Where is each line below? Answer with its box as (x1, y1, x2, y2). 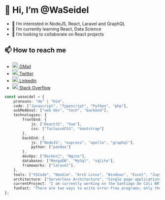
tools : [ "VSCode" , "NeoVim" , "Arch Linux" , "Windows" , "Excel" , (13, 172, 148, 177)
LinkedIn (19, 77, 37, 83)
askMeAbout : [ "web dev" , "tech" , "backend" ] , (13, 108, 109, 113)
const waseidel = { (4, 94, 45, 99)
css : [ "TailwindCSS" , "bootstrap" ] (31, 126, 104, 131)
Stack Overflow (19, 85, 51, 91)
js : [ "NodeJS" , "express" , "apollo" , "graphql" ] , (31, 140, 135, 145)
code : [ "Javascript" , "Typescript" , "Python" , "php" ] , (13, 103, 129, 108)
